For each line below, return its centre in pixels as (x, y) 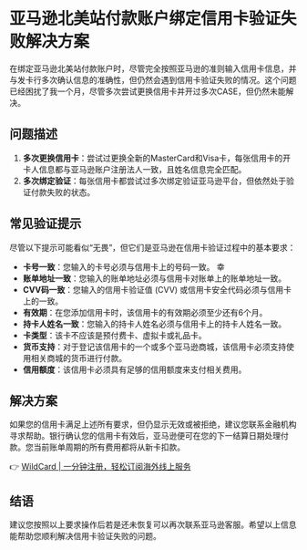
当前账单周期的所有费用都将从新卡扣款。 (109, 447)
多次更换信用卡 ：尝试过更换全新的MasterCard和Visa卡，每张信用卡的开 (157, 158)
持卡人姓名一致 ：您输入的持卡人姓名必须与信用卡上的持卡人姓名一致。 (154, 324)
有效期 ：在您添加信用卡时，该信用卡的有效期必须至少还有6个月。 (145, 312)
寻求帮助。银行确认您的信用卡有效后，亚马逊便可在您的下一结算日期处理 (145, 436)
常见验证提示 (46, 224)
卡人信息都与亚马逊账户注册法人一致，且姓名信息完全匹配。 (134, 169)
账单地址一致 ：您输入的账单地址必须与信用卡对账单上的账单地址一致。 (154, 278)
